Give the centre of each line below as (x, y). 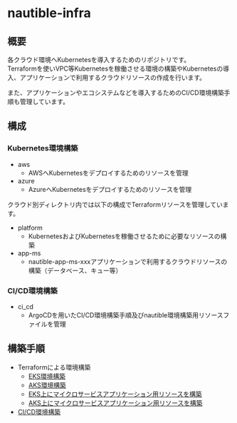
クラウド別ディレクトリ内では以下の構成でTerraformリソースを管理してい (115, 204)
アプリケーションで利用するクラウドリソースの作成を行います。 (113, 77)
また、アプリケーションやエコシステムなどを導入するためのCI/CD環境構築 (116, 93)
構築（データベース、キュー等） (75, 270)
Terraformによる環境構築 (54, 367)
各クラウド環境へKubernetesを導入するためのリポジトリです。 (99, 60)
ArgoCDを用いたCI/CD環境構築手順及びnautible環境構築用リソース (126, 315)
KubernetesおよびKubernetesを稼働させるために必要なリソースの (124, 236)
